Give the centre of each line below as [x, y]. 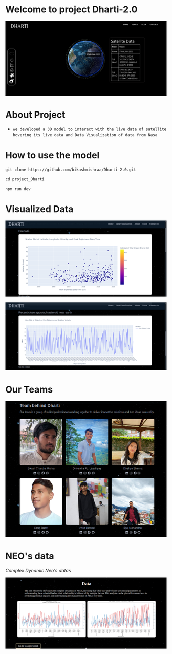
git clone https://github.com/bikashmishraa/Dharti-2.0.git [71, 170]
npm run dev [18, 189]
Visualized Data [39, 209]
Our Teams [29, 389]
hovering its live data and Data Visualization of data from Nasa [85, 135]
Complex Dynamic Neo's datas [38, 570]
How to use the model [52, 155]
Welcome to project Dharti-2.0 [71, 10]
